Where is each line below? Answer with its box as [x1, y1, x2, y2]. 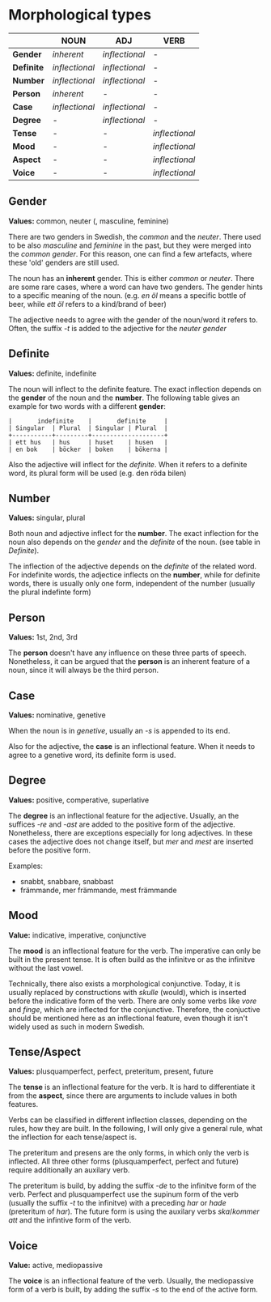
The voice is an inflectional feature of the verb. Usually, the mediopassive [8, 1276, 254, 1286]
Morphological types [8, 6, 152, 24]
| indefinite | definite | [8, 417, 168, 425]
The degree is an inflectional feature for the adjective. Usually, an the [8, 811, 239, 820]
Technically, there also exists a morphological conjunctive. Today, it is [8, 978, 241, 989]
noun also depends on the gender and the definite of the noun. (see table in [8, 537, 260, 547]
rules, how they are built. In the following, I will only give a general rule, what [8, 1124, 263, 1134]
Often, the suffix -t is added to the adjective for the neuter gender [8, 323, 227, 333]
